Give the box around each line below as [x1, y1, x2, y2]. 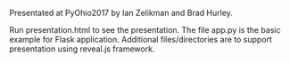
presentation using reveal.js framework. [9, 43, 155, 54]
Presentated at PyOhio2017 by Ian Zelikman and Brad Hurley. [9, 8, 234, 18]
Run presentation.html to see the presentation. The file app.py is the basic [9, 25, 281, 35]
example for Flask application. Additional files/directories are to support [9, 35, 272, 44]
